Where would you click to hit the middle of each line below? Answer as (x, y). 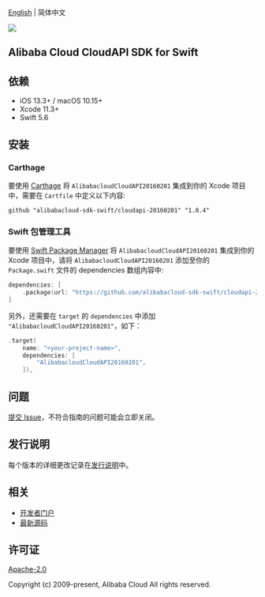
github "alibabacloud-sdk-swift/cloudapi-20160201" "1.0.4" (109, 210)
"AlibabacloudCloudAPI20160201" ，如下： (75, 325)
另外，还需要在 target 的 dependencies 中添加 (82, 316)
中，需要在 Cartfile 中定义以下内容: (67, 195)
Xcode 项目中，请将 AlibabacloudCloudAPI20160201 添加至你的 (109, 261)
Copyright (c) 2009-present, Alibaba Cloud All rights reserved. (110, 584)
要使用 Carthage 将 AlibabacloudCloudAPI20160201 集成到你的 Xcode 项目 (127, 186)
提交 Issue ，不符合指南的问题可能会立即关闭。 (84, 417)
